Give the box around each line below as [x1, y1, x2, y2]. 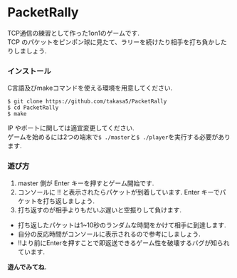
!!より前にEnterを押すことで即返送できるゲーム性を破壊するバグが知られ [17, 238, 230, 247]
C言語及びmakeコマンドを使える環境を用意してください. [7, 83, 173, 93]
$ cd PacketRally [7, 104, 59, 111]
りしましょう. [7, 46, 48, 55]
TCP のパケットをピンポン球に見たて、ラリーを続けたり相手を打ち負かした [7, 37, 228, 46]
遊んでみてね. [7, 262, 47, 271]
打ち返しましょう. [42, 197, 95, 205]
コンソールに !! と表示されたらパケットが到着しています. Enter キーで [17, 187, 220, 196]
